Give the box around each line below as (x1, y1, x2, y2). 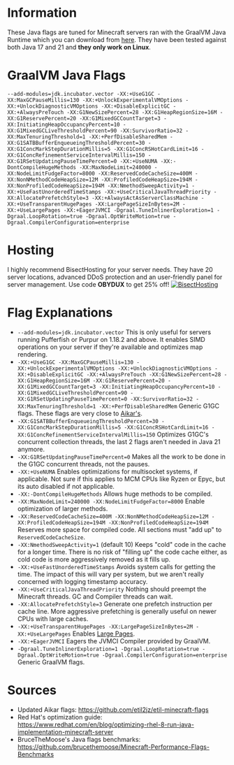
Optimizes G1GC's (156, 430, 210, 438)
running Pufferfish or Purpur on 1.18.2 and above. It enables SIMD (17, 335, 206, 343)
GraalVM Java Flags (7, 68, 126, 83)
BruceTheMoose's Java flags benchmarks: (17, 735, 141, 743)
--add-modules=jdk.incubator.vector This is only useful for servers (17, 327, 212, 336)
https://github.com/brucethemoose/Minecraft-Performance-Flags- (17, 743, 210, 751)
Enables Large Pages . (72, 629, 135, 638)
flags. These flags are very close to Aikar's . (17, 409, 143, 417)
